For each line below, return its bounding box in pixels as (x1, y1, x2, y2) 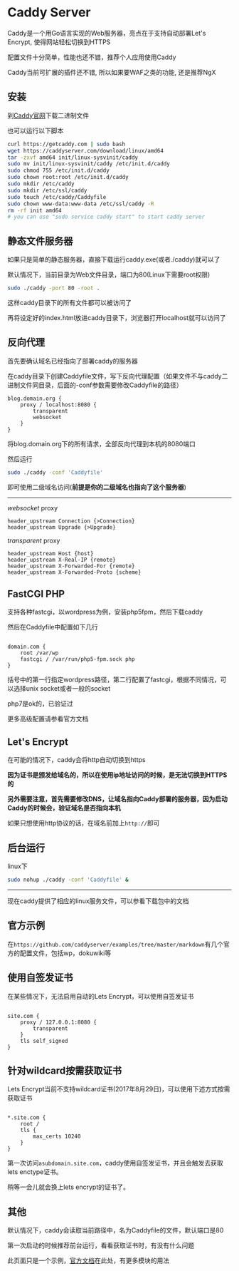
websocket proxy (7, 503, 58, 512)
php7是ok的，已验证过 (7, 699, 73, 708)
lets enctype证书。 (7, 1168, 63, 1176)
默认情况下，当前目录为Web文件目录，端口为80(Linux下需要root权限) (7, 270, 211, 279)
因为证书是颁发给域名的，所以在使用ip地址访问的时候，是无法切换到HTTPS (7, 771, 228, 779)
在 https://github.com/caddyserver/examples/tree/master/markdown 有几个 (7, 940, 224, 948)
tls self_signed (20, 1037, 69, 1044)
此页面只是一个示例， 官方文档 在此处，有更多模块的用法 (7, 1256, 169, 1265)
